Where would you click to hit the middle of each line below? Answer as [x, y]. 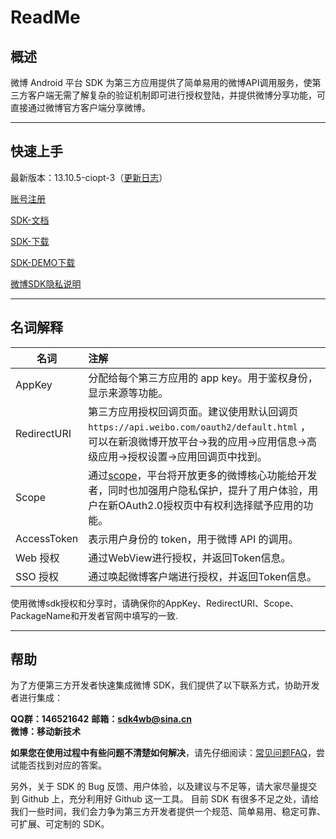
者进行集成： [36, 698]
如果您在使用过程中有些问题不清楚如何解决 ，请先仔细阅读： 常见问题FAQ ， [163, 753]
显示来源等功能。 [128, 393]
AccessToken [47, 538]
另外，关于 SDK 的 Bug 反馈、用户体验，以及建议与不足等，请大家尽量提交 [164, 787]
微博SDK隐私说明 [46, 283]
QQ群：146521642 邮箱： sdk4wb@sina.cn [101, 719]
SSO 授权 [37, 576]
